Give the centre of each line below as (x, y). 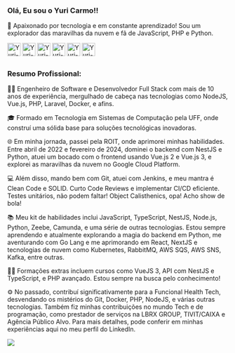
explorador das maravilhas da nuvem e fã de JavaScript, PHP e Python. (110, 33)
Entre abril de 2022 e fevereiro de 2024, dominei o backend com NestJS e (115, 149)
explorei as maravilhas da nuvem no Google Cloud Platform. (94, 164)
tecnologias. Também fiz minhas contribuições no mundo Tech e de (105, 307)
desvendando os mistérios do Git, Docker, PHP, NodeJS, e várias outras (111, 300)
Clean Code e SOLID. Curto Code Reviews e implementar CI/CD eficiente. (113, 189)
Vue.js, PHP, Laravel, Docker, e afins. (61, 104)
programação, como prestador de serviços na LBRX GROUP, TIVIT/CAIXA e (116, 314)
